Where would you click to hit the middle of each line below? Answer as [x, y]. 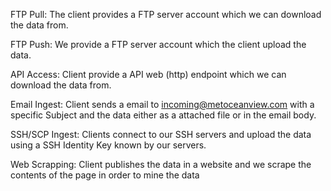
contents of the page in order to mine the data [105, 175]
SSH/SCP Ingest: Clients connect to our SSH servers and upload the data [161, 134]
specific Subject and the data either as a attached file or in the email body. [163, 115]
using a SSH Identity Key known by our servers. [108, 145]
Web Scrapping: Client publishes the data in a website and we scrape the [161, 164]
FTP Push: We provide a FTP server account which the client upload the [158, 44]
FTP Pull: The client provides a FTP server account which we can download [166, 14]
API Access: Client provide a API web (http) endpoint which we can [148, 74]
